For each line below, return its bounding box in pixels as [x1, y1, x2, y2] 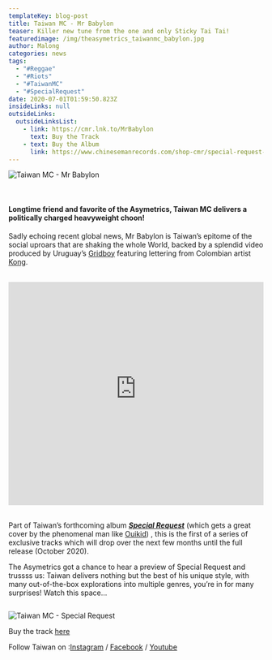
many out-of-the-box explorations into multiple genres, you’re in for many [8, 579, 254, 589]
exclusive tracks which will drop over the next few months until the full [8, 537, 243, 547]
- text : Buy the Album [23, 140, 100, 149]
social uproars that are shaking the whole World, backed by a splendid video [8, 239, 264, 249]
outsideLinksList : [15, 118, 79, 126]
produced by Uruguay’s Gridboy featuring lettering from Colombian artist [8, 248, 251, 258]
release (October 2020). [8, 546, 89, 556]
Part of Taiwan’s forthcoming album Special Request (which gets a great [8, 520, 251, 530]
